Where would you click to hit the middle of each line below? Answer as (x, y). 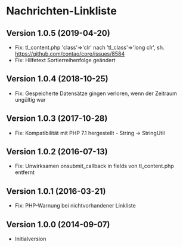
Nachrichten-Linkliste (62, 11)
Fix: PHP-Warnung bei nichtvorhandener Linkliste (75, 206)
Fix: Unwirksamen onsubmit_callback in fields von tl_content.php (94, 166)
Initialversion (30, 239)
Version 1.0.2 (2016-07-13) (57, 152)
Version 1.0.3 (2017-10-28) (57, 119)
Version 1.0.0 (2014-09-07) (58, 225)
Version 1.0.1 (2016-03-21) (56, 191)
